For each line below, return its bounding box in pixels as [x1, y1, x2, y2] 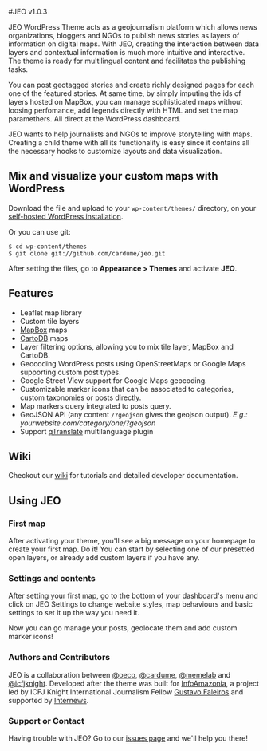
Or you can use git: [8, 227, 71, 236]
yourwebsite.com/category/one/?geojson [19, 418, 156, 428]
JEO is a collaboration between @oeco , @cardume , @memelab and [8, 670, 231, 679]
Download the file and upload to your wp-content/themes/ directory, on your [8, 203, 257, 212]
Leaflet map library [19, 307, 82, 318]
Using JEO [8, 494, 61, 508]
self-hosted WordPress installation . [8, 211, 124, 221]
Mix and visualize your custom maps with [8, 169, 218, 183]
